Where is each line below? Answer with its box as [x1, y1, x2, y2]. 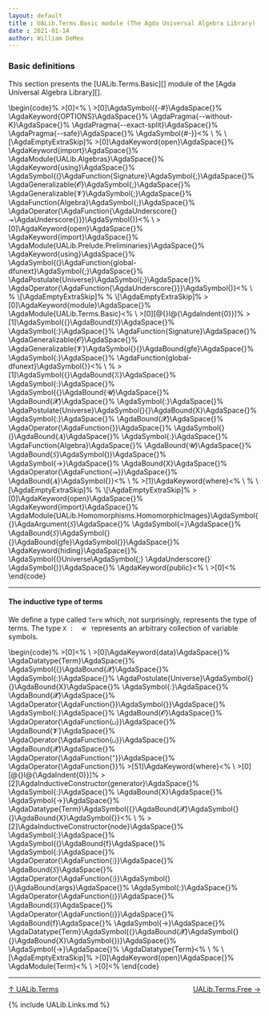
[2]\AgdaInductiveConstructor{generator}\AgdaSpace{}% [8, 778, 200, 788]
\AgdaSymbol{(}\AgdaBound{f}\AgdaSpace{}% [8, 838, 166, 848]
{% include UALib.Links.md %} [8, 999, 110, 1010]
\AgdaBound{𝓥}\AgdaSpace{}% [8, 726, 116, 736]
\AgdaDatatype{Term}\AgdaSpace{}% [8, 655, 135, 665]
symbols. [8, 631, 38, 641]
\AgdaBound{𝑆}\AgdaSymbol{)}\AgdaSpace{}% [8, 450, 167, 459]
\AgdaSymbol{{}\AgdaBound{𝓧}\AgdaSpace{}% [8, 664, 170, 674]
